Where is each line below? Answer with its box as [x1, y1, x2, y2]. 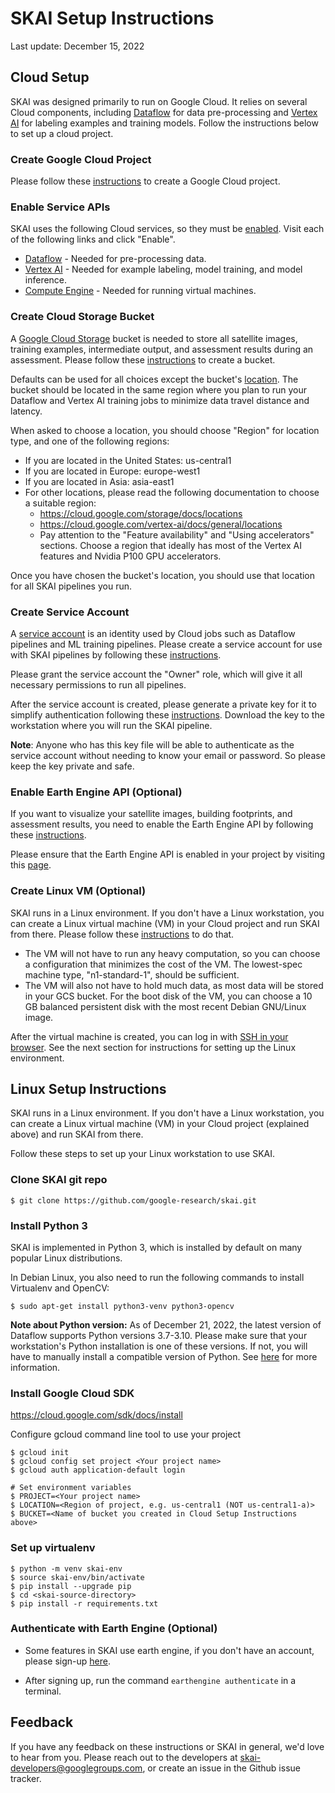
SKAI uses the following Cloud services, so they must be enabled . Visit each [10, 223, 325, 235]
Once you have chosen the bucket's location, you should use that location [10, 569, 316, 581]
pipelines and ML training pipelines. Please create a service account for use [10, 638, 323, 650]
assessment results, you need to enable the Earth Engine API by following [10, 818, 314, 831]
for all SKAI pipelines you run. [10, 580, 132, 592]
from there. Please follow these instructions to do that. [10, 928, 235, 940]
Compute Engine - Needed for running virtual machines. [24, 285, 257, 297]
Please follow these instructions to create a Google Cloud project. [10, 175, 281, 187]
